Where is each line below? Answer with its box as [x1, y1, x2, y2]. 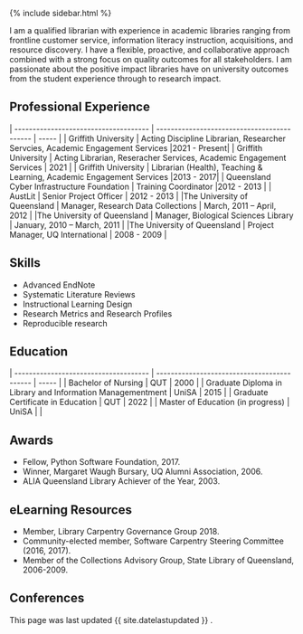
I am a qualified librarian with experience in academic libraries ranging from [9, 25, 291, 35]
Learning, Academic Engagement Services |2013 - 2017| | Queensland [9, 171, 271, 182]
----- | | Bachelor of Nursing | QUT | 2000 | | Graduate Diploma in [38, 377, 282, 388]
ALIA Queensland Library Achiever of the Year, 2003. [22, 476, 221, 487]
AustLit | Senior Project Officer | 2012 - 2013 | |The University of [9, 190, 249, 202]
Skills [9, 255, 41, 270]
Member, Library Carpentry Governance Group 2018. [22, 526, 220, 537]
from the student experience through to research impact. [9, 73, 222, 84]
